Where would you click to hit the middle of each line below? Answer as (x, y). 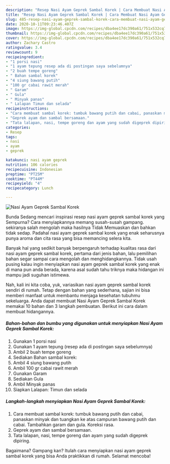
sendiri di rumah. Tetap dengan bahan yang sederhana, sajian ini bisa (78, 290)
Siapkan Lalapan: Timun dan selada (50, 389)
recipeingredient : (25, 57)
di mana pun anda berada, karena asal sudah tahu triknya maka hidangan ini (85, 269)
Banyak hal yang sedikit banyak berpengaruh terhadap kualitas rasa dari (81, 248)
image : (13, 29)
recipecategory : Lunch (30, 188)
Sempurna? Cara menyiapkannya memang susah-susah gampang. (75, 222)
